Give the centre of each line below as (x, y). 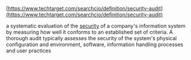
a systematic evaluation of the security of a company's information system (96, 26)
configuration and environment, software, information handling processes (95, 44)
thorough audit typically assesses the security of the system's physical (91, 38)
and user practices (29, 51)
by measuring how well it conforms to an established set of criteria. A (90, 32)
